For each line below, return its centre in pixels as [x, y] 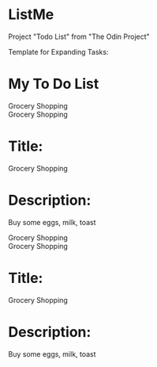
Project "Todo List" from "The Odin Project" [79, 36]
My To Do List [54, 84]
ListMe [31, 15]
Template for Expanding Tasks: [58, 52]
